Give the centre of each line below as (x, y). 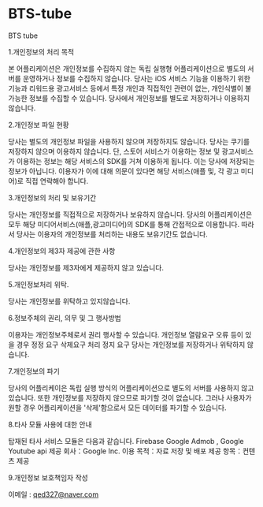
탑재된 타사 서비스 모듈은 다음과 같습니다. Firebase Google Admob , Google (126, 441)
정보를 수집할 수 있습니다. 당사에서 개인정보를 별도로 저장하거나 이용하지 (139, 98)
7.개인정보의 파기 (34, 371)
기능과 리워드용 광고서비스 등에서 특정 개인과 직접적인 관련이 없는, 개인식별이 (126, 88)
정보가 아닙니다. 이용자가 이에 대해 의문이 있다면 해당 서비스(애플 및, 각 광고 (124, 171)
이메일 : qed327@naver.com (54, 494)
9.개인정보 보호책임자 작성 (48, 477)
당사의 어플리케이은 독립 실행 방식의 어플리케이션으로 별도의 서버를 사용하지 (124, 388)
